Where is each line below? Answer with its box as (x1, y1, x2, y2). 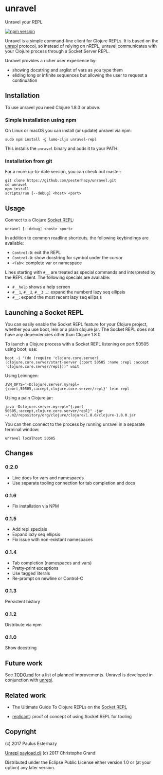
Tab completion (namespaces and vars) (12, 560, 92, 566)
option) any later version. (5, 764, 55, 770)
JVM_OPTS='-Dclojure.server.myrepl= (5, 382, 79, 387)
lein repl (109, 386, 130, 391)
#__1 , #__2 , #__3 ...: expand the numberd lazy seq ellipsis (12, 289, 126, 295)
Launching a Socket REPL (5, 308, 84, 317)
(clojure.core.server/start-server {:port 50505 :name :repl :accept (5, 360, 149, 365)
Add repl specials (12, 526, 47, 532)
